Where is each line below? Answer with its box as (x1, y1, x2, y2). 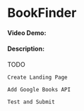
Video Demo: (7, 28, 47, 37)
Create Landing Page (7, 74, 68, 81)
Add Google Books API (7, 86, 71, 93)
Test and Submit (7, 98, 55, 105)
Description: (7, 44, 44, 53)
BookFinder (7, 5, 77, 21)
